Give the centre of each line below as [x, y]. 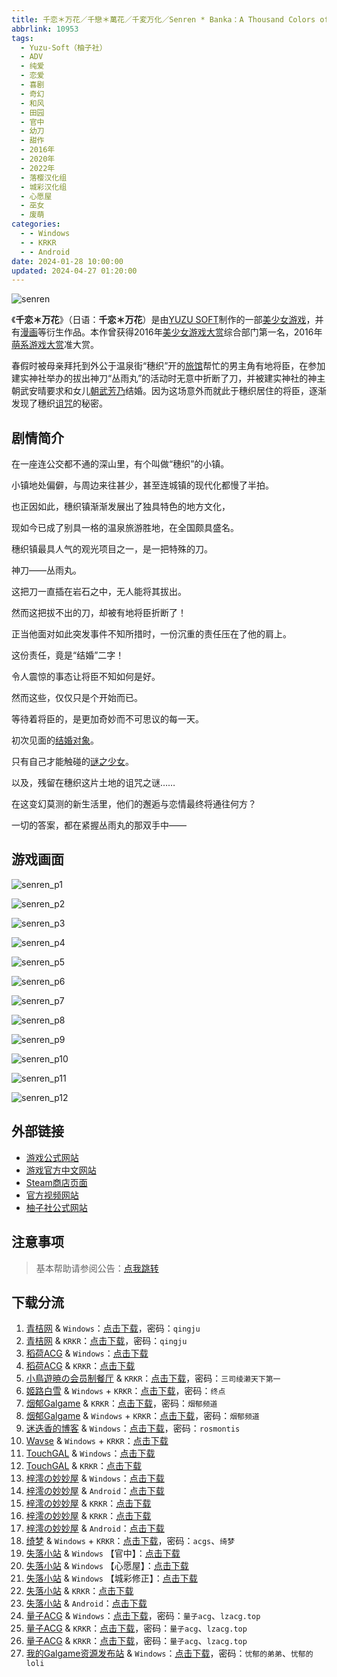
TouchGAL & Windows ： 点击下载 [90, 1453]
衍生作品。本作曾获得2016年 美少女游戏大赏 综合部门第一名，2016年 [184, 332]
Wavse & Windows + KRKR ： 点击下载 [97, 1441]
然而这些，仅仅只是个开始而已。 [77, 698]
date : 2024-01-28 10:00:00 [67, 261]
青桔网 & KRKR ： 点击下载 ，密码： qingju [106, 1341]
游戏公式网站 [52, 1157]
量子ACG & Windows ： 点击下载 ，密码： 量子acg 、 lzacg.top [143, 1616]
